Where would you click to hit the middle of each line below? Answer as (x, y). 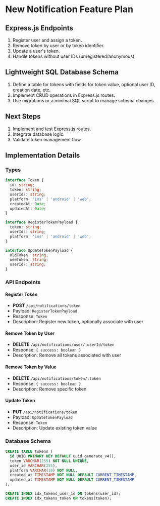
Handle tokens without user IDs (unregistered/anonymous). (74, 56)
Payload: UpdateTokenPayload (43, 417)
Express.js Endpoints (39, 28)
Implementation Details (43, 155)
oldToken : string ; (29, 255)
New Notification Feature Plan (69, 9)
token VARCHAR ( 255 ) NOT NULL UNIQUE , (49, 461)
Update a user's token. (36, 51)
